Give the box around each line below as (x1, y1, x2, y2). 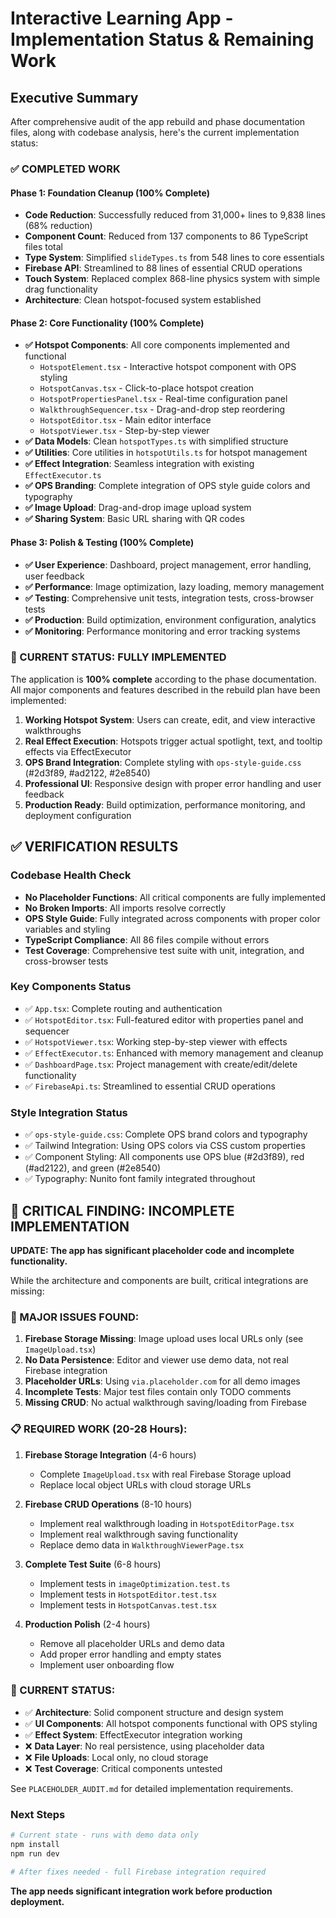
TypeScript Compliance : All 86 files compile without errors (24, 933, 270, 946)
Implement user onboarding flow (39, 1658, 175, 1671)
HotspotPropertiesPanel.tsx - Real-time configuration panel (39, 393, 288, 405)
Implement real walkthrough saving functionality (39, 1528, 239, 1540)
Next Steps (10, 1807, 66, 1821)
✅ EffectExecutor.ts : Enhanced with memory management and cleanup (24, 1047, 324, 1059)
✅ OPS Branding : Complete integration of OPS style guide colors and (24, 480, 311, 492)
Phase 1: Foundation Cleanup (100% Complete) (10, 187, 210, 199)
